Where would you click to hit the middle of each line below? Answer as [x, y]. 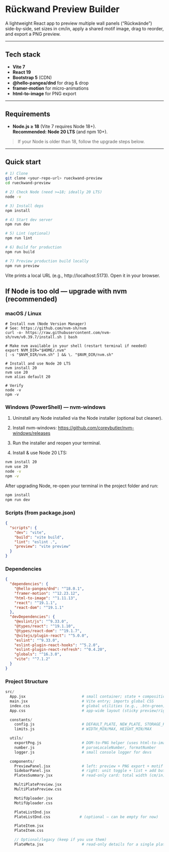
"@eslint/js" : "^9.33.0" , [41, 621]
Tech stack [23, 55]
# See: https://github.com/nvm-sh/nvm [46, 328]
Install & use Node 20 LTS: [40, 453]
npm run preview [22, 266]
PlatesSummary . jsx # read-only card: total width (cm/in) [90, 775]
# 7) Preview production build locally [47, 261]
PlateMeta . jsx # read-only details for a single [84, 844]
